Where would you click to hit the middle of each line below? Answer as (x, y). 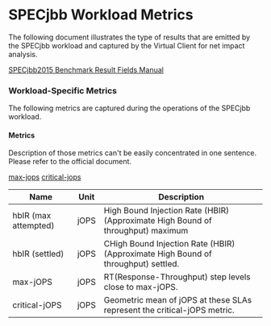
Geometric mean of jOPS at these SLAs (178, 300)
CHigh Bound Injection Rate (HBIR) (169, 244)
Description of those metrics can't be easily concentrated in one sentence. (133, 153)
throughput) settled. (142, 264)
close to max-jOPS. (141, 287)
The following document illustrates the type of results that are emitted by (129, 37)
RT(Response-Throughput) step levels (177, 277)
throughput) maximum (146, 231)
